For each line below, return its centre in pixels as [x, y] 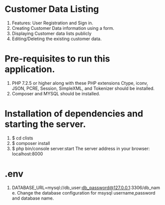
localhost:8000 [27, 154]
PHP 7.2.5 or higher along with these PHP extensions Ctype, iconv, [80, 83]
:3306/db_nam [145, 188]
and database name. [33, 198]
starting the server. [45, 124]
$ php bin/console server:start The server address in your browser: [81, 148]
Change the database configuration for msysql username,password [86, 193]
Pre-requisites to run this [57, 59]
